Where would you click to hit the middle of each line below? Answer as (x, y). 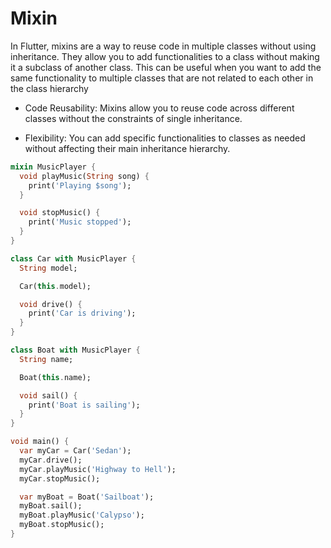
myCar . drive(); (51, 460)
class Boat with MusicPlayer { (75, 350)
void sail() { (48, 395)
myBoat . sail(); (51, 506)
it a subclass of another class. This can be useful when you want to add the (166, 67)
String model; (48, 268)
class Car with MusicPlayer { (73, 258)
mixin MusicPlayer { (53, 167)
